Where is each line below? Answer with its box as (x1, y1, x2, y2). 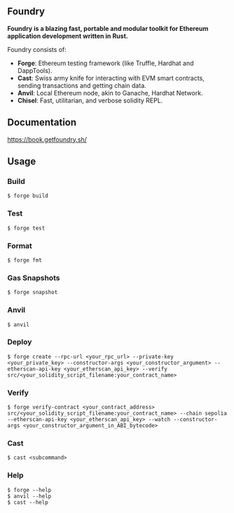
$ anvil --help (7, 493, 52, 500)
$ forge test (7, 225, 46, 232)
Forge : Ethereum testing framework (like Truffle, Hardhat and (17, 59, 194, 67)
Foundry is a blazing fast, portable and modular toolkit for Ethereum (7, 24, 209, 32)
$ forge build (7, 192, 49, 199)
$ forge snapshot (7, 289, 58, 296)
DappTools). (17, 66, 53, 74)
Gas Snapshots (7, 273, 60, 283)
